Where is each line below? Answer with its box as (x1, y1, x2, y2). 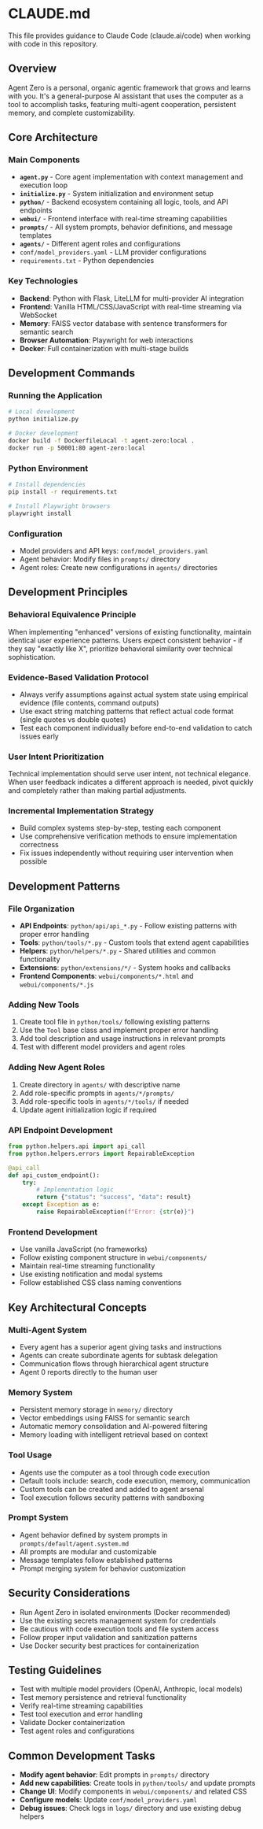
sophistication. (8, 652, 57, 661)
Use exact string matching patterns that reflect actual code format (19, 706, 234, 716)
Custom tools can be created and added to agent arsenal (19, 1484, 204, 1494)
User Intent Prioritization (8, 751, 104, 762)
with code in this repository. (8, 39, 98, 48)
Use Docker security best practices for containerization (19, 1641, 199, 1650)
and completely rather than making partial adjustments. (8, 786, 187, 795)
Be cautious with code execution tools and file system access (19, 1624, 220, 1634)
